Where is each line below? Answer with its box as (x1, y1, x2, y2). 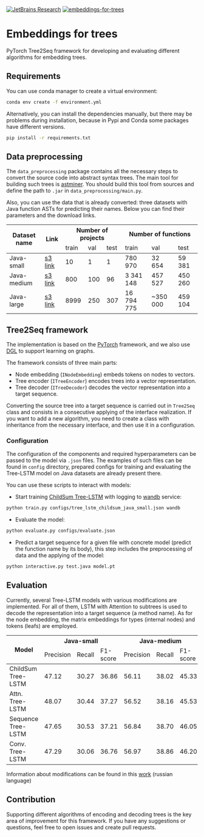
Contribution (6, 794, 56, 805)
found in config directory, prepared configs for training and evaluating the (6, 463, 191, 470)
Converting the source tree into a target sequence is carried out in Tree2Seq (6, 402, 195, 410)
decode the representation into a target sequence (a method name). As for (6, 609, 193, 616)
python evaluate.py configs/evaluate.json (6, 528, 115, 534)
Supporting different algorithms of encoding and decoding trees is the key (6, 810, 192, 818)
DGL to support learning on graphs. (6, 347, 95, 355)
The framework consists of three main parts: (6, 359, 118, 367)
